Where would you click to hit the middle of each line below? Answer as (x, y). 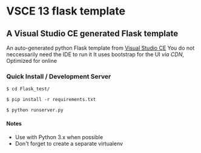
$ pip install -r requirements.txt (51, 100)
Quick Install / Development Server (59, 76)
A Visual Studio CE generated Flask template (92, 34)
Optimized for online (32, 61)
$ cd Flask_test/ (28, 89)
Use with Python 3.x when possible (59, 137)
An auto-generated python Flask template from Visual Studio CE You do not (100, 48)
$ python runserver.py (35, 110)
